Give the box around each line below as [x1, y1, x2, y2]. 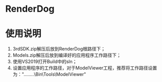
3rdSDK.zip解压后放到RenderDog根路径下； [12, 46, 106, 52]
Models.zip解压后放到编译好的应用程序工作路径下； [12, 52, 122, 59]
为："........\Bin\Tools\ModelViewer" [12, 71, 86, 77]
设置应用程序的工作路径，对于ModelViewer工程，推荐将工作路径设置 [12, 65, 157, 71]
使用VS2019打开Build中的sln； [12, 59, 78, 65]
